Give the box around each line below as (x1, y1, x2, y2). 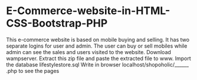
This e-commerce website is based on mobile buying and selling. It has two (6, 36, 190, 43)
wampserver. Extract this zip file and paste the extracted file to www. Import (6, 55, 192, 62)
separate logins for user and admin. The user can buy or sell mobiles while (6, 42, 188, 49)
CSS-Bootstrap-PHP (6, 16, 108, 30)
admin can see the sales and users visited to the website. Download (6, 48, 171, 55)
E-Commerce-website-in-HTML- (6, 4, 170, 18)
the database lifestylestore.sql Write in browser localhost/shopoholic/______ (6, 61, 189, 68)
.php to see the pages (6, 67, 60, 74)
